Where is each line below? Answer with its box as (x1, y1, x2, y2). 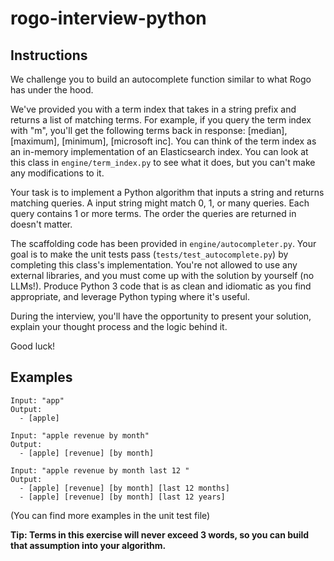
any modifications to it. (10, 167, 105, 179)
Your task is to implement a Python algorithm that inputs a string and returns (10, 187, 325, 198)
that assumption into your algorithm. (10, 539, 167, 551)
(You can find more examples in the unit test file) (10, 509, 211, 521)
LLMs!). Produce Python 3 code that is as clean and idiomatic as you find (10, 280, 312, 292)
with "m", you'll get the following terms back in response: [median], (10, 125, 288, 136)
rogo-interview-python (10, 7, 207, 30)
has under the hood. (10, 84, 94, 96)
